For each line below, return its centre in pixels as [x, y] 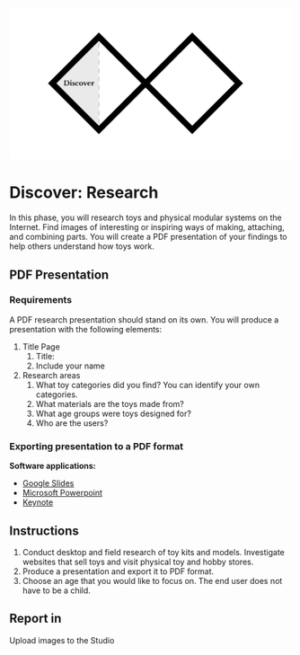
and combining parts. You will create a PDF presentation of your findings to [148, 237]
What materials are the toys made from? [110, 403]
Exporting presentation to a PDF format [97, 446]
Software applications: [53, 466]
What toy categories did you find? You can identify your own [148, 385]
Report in [35, 619]
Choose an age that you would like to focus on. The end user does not [152, 580]
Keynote [38, 502]
